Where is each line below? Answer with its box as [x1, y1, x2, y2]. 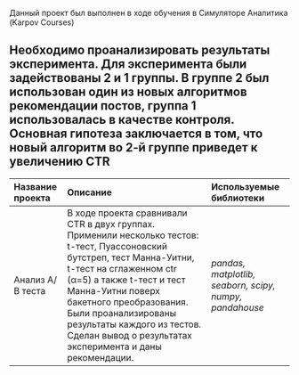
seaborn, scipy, [210, 279, 276, 291]
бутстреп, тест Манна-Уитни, [66, 251, 195, 264]
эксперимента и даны [66, 340, 163, 353]
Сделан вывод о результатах [66, 329, 193, 341]
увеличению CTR [9, 154, 110, 169]
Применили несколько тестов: [66, 229, 199, 241]
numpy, [210, 289, 243, 302]
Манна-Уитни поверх [66, 284, 160, 297]
